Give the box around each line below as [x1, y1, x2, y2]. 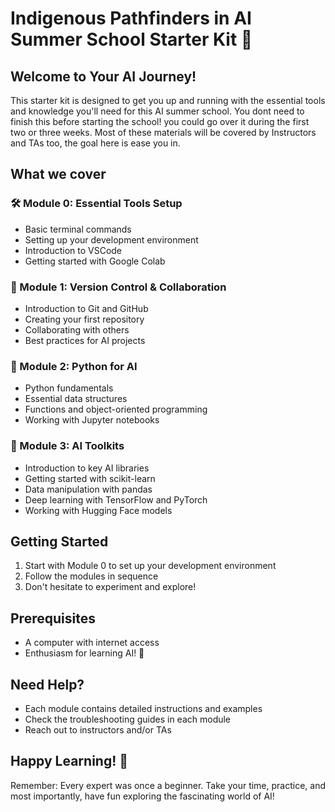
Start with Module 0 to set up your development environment [24, 560, 277, 572]
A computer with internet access [24, 637, 160, 649]
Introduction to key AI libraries [24, 462, 150, 474]
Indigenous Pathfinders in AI [10, 7, 252, 30]
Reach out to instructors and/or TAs [24, 724, 172, 736]
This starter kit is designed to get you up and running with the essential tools [10, 95, 326, 106]
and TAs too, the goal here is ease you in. [10, 137, 181, 149]
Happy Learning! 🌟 [10, 753, 129, 770]
